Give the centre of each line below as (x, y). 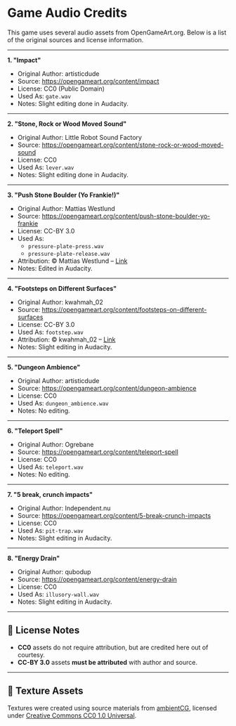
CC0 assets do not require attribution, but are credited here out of (113, 647)
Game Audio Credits (67, 13)
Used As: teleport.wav (51, 467)
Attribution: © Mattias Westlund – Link (72, 261)
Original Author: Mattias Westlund (66, 208)
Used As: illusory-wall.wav (58, 594)
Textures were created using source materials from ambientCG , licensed (112, 708)
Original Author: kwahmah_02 (60, 302)
